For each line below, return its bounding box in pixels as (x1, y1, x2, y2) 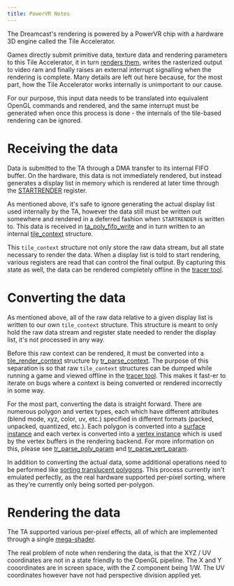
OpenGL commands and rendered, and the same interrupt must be (7, 101, 199, 109)
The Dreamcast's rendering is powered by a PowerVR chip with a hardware (7, 29, 224, 38)
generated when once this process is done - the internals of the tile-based (7, 109, 221, 117)
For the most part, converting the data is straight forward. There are (7, 400, 203, 408)
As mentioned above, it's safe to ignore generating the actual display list (7, 200, 215, 208)
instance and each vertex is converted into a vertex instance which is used (7, 429, 222, 438)
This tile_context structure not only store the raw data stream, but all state (7, 243, 225, 251)
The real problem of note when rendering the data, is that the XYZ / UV (7, 549, 212, 557)
